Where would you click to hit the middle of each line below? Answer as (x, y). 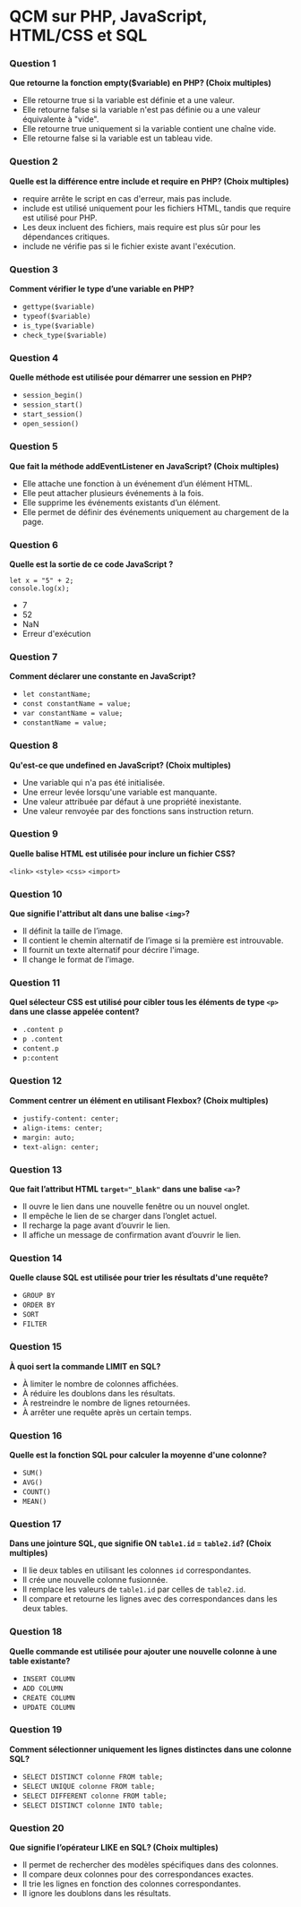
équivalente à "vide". (60, 119)
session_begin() (52, 396)
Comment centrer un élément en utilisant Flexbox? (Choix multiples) (139, 1100)
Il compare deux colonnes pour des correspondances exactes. (138, 1875)
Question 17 (35, 1524)
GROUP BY (39, 1296)
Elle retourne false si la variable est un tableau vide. (117, 138)
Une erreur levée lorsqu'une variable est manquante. (120, 792)
